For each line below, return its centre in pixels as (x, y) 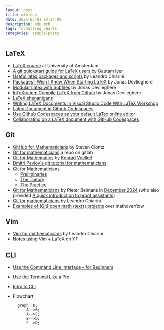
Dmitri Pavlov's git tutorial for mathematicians (59, 163)
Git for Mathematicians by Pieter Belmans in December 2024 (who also (86, 190)
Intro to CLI (24, 287)
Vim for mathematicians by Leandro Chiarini (58, 234)
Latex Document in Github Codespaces (53, 108)
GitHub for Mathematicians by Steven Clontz (58, 147)
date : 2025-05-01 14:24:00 (33, 19)
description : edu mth (28, 24)
